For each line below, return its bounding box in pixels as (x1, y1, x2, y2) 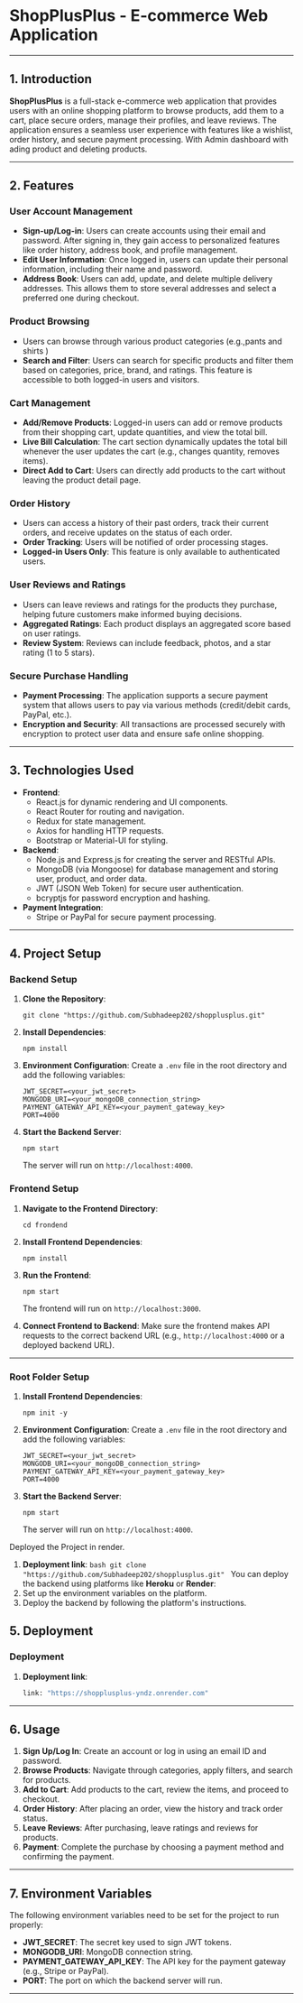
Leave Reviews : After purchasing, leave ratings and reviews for (22, 1823, 259, 1833)
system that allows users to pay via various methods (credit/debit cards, (22, 699, 291, 710)
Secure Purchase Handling (9, 669, 129, 682)
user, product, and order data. (35, 872, 148, 884)
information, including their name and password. (22, 263, 203, 275)
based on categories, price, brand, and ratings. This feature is (22, 365, 252, 375)
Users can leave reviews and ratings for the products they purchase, (22, 599, 278, 610)
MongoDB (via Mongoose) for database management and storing (35, 863, 279, 874)
